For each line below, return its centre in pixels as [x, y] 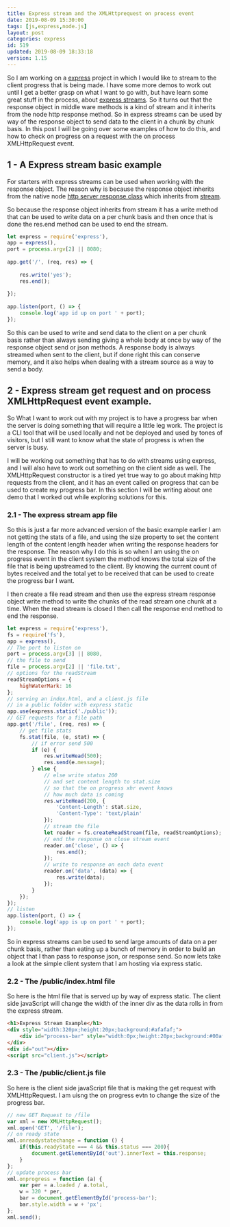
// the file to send [37, 661]
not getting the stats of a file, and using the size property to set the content [113, 537]
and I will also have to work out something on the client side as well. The [109, 468]
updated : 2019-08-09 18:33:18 [50, 52]
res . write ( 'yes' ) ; [46, 275]
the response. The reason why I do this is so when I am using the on [103, 551]
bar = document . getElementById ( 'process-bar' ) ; [88, 1198]
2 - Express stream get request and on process [109, 391]
